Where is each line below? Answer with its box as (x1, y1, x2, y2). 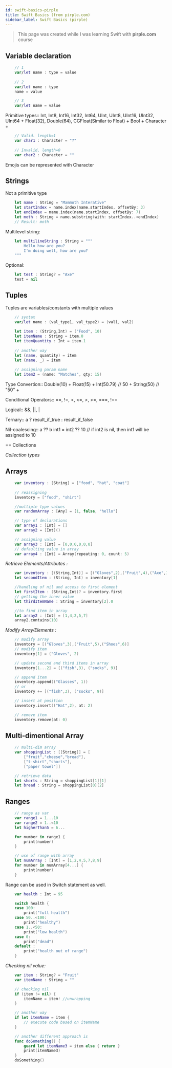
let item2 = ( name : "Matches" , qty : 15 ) (14, 372, 102, 377)
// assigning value (14, 537, 56, 542)
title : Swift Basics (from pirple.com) (5, 12, 91, 17)
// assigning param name (14, 367, 68, 373)
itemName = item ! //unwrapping (24, 996, 91, 1001)
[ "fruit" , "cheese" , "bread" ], (24, 754, 86, 760)
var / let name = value (14, 103, 60, 108)
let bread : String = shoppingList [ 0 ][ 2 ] (14, 783, 104, 788)
